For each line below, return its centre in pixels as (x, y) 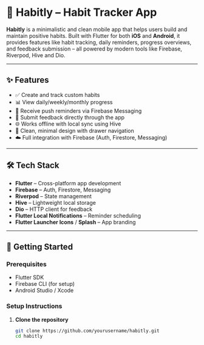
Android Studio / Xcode (44, 290)
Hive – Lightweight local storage (55, 202)
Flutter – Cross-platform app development (68, 183)
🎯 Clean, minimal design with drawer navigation (75, 130)
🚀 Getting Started (40, 247)
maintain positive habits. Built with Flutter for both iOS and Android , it (93, 35)
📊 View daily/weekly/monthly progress (64, 102)
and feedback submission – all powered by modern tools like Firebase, (94, 49)
